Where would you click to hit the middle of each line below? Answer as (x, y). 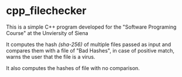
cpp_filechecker (46, 11)
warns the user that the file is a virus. (51, 57)
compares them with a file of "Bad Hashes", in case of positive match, (90, 50)
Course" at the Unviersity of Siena (47, 33)
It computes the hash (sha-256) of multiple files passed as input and (89, 44)
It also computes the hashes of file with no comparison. (73, 68)
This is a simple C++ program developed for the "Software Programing (91, 27)
